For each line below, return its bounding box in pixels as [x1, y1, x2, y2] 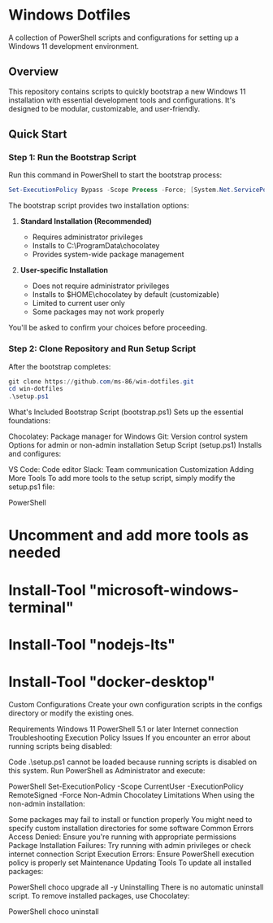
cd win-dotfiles [8, 385, 63, 393]
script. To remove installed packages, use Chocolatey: [8, 890, 190, 900]
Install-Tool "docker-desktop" [8, 672, 215, 691]
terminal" [8, 598, 75, 616]
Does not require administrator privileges [32, 281, 170, 291]
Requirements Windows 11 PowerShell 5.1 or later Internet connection [8, 724, 239, 733]
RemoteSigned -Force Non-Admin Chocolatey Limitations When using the [8, 790, 255, 799]
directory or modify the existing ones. [8, 708, 134, 718]
